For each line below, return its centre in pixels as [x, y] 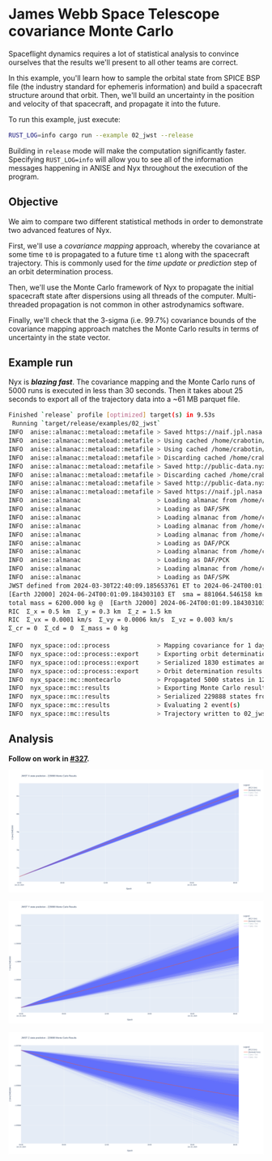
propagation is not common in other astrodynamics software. [142, 304]
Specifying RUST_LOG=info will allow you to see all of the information [121, 159]
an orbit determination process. [61, 271]
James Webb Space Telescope [114, 14]
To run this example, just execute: [65, 119]
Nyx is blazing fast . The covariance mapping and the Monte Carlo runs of [132, 382]
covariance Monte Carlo [91, 31]
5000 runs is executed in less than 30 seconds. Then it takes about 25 [126, 391]
